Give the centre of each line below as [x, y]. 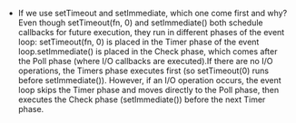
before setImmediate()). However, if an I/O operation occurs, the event [149, 80]
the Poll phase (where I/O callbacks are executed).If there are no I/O [145, 61]
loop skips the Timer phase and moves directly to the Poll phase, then [148, 90]
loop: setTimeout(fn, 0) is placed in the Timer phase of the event [138, 42]
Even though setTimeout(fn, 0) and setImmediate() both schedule [140, 23]
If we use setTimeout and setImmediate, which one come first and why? [153, 13]
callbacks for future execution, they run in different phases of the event [151, 32]
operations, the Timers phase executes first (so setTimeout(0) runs [143, 71]
